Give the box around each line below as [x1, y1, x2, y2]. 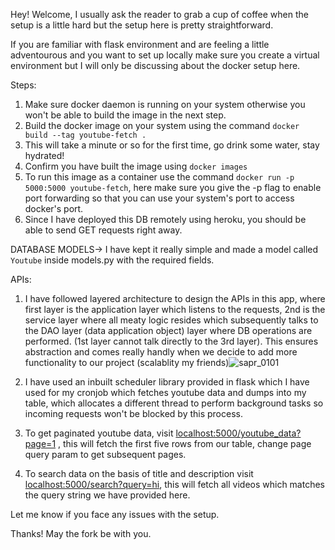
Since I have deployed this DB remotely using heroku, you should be [24, 214, 307, 225]
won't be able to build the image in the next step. [24, 109, 227, 121]
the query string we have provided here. [24, 489, 191, 501]
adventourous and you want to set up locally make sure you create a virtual [10, 49, 320, 61]
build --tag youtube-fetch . [24, 130, 147, 140]
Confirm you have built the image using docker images [24, 160, 248, 172]
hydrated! [24, 150, 65, 161]
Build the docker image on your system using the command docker [24, 120, 300, 131]
